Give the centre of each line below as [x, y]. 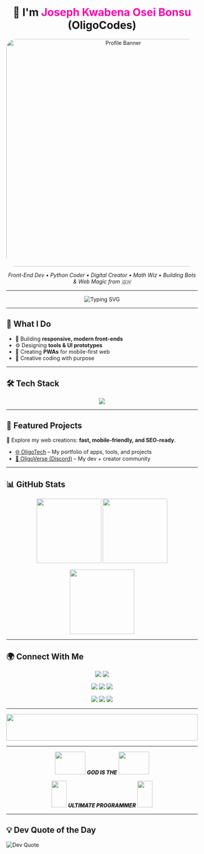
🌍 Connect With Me [45, 656]
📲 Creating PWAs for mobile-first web [63, 351]
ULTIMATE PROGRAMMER [102, 805]
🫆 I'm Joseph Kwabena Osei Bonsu [102, 12]
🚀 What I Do [29, 324]
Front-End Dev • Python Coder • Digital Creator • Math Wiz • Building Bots [102, 275]
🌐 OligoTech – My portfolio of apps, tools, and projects [83, 452]
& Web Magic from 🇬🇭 [102, 281]
